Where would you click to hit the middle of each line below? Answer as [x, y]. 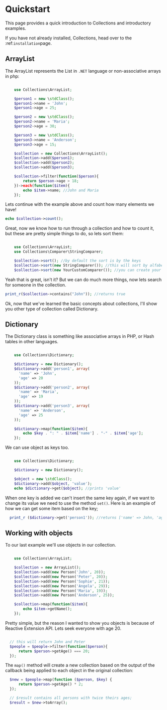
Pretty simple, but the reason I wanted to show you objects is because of [80, 623]
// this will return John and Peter [47, 642]
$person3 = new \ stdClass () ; [44, 135]
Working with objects [39, 533]
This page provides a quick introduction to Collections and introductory [78, 23]
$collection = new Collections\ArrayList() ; [61, 153]
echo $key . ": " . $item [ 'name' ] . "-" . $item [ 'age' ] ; [83, 433]
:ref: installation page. [29, 43]
